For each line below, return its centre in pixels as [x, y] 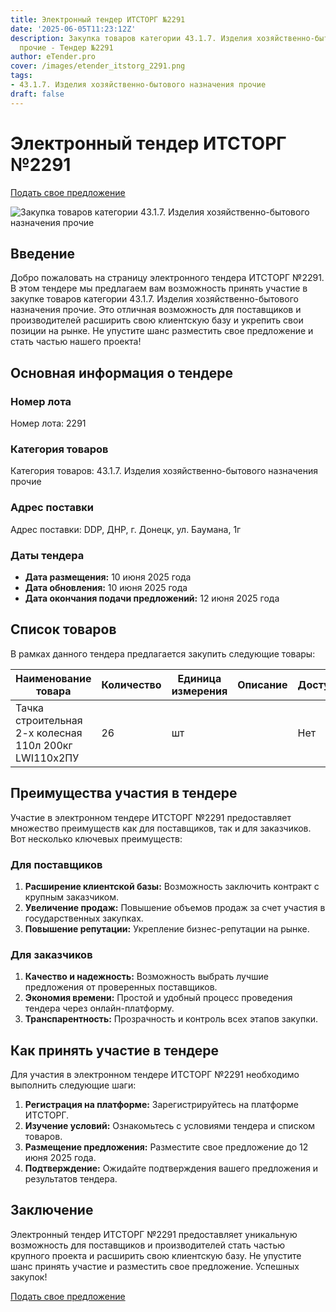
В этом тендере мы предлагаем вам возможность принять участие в [159, 288]
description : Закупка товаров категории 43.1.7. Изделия [131, 38]
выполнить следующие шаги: [73, 1085]
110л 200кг [44, 745]
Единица [199, 678]
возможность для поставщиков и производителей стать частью [148, 1245]
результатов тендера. [71, 1178]
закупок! [29, 1277]
